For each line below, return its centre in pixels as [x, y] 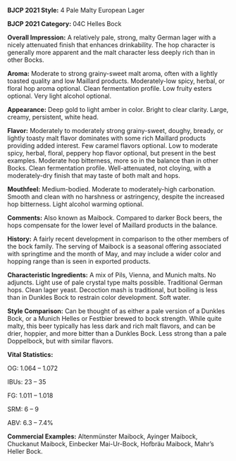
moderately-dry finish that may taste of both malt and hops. [94, 176]
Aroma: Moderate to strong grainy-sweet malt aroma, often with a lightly [113, 74]
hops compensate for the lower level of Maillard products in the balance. [112, 225]
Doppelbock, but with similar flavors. [61, 341]
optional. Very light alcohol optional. [59, 96]
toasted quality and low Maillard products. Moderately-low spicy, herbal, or [116, 81]
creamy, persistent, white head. [53, 117]
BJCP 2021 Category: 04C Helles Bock [64, 24]
